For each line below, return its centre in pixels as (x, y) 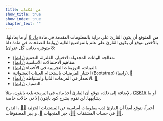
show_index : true (23, 19)
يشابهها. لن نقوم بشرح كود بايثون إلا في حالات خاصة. (53, 98)
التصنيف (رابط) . (27, 84)
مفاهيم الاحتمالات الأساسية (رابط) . (44, 62)
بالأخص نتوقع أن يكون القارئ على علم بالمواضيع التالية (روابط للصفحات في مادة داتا (82, 43)
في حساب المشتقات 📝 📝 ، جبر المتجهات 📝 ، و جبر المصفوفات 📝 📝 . (65, 113)
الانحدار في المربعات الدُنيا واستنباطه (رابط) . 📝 (55, 78)
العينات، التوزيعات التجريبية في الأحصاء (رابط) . (55, 68)
